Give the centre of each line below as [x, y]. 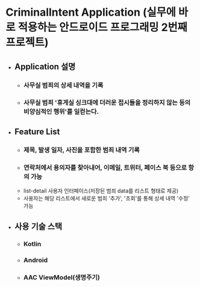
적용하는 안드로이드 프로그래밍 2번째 [103, 27]
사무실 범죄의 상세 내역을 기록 [63, 85]
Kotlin [32, 244]
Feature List [37, 131]
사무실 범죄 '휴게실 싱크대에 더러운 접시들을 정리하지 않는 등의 [107, 103]
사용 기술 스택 [38, 227]
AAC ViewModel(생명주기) [61, 277]
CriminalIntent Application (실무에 [91, 12]
